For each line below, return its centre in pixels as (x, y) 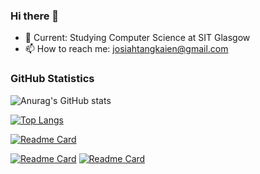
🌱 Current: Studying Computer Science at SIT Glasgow (137, 38)
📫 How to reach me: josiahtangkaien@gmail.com (126, 49)
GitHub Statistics (52, 79)
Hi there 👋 (35, 16)
